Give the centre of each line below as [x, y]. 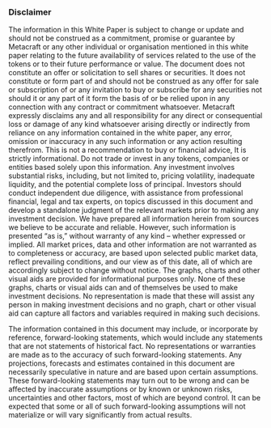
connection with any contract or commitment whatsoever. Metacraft [122, 107]
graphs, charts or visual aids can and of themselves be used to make [123, 288]
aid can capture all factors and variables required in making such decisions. [134, 313]
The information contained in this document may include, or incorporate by [133, 329]
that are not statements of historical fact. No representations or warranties [132, 346]
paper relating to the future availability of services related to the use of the [132, 56]
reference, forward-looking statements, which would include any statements [135, 337]
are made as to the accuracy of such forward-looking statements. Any [125, 355]
